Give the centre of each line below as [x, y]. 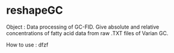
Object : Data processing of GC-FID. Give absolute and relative [83, 27]
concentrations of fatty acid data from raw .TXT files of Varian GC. [87, 33]
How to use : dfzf [27, 45]
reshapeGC [35, 10]
